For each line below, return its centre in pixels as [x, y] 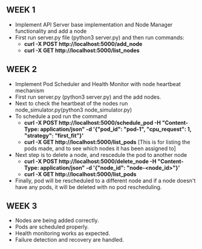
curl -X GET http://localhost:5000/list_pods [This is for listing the [107, 142]
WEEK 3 [22, 206]
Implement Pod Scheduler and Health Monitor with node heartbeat [98, 84]
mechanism [29, 90]
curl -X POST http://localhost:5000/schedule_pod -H [93, 122]
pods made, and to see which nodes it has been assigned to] [100, 148]
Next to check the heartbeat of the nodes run [71, 103]
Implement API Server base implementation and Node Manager [94, 24]
